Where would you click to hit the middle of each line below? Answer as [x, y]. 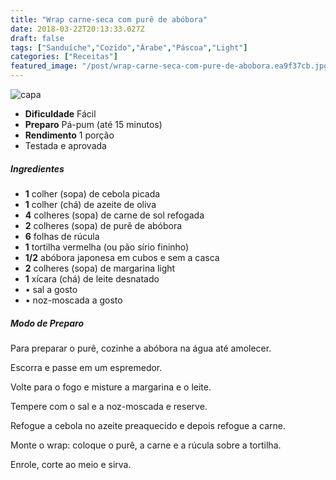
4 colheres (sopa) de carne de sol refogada [114, 215]
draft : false [37, 38]
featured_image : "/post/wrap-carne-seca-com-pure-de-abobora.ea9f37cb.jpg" [171, 66]
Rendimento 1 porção [69, 135]
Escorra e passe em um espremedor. [86, 367]
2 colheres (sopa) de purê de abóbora [103, 225]
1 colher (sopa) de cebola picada [92, 193]
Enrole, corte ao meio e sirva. [71, 464]
